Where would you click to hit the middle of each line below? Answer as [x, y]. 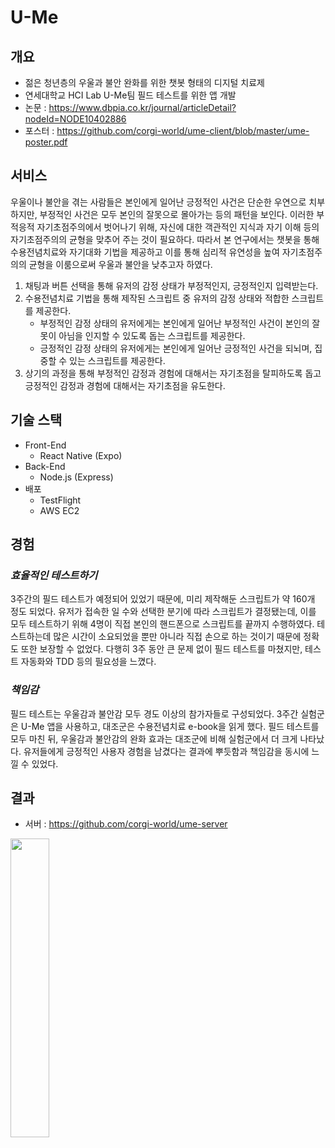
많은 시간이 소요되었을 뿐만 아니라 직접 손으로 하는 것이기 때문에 [177, 637]
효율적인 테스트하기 [54, 575]
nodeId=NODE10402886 [75, 119]
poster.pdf [46, 142]
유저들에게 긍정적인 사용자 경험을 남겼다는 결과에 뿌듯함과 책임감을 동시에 [166, 751]
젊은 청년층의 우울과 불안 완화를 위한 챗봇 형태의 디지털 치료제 [144, 82]
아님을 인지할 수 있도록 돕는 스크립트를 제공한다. [152, 335]
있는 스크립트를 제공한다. [117, 360]
